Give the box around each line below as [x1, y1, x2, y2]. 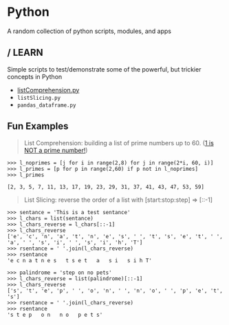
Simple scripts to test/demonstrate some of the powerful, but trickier [7, 65, 201, 73]
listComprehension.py [17, 85, 80, 94]
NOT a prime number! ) [23, 146, 88, 154]
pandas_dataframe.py [17, 101, 76, 109]
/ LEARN [7, 47, 43, 59]
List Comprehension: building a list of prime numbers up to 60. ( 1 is [23, 138, 215, 147]
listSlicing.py [17, 94, 61, 101]
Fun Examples [7, 120, 69, 132]
